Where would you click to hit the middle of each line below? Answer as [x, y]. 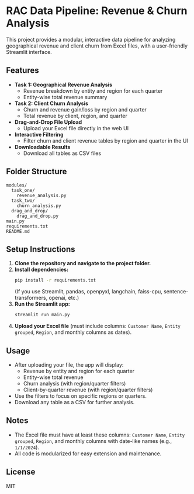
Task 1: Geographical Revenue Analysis [63, 84]
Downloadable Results [42, 147]
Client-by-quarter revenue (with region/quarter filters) [88, 390]
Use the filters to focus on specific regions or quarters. [81, 396]
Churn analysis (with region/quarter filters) [75, 383]
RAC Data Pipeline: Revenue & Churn [97, 11]
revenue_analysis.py [41, 195]
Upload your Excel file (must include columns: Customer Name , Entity [98, 326]
